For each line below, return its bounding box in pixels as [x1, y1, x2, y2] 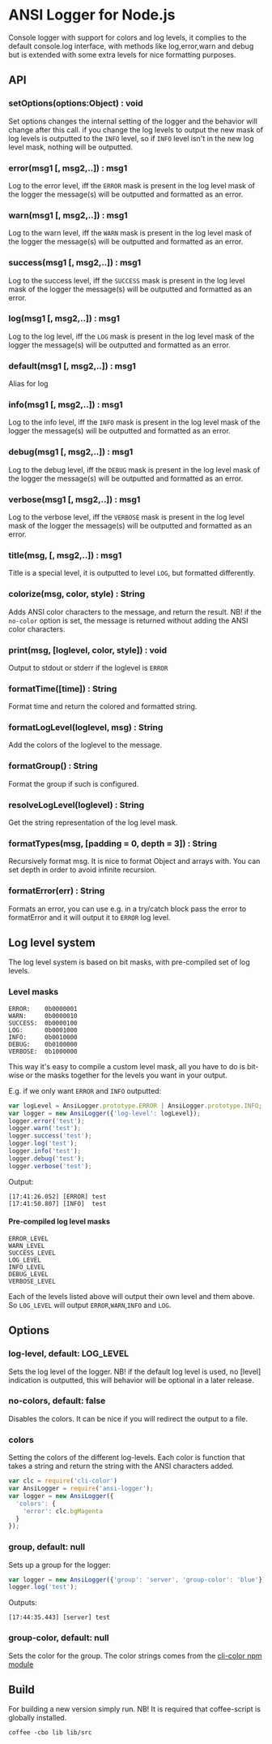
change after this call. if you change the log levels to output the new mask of [8, 124, 264, 135]
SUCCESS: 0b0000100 [8, 1019, 79, 1027]
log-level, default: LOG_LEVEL [8, 1348, 130, 1359]
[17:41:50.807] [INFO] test [8, 1199, 107, 1207]
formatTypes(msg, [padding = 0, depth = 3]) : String [8, 838, 217, 849]
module [8, 1659, 34, 1669]
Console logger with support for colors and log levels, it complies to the [8, 32, 247, 42]
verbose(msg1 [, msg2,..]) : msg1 [8, 494, 141, 505]
